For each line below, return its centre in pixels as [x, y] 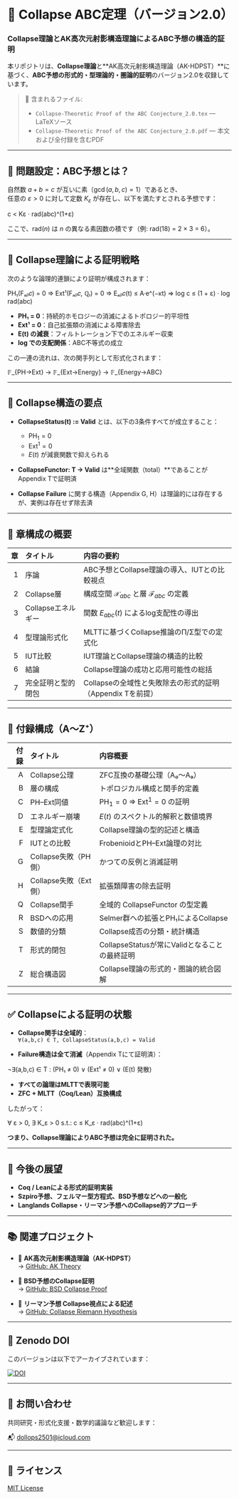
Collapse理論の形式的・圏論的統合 [157, 969]
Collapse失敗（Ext [61, 880]
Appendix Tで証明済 [47, 479]
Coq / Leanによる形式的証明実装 [65, 1188]
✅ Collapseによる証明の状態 [70, 1014]
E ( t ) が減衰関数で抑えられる [69, 455]
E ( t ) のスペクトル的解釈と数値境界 [156, 816]
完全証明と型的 [51, 683]
